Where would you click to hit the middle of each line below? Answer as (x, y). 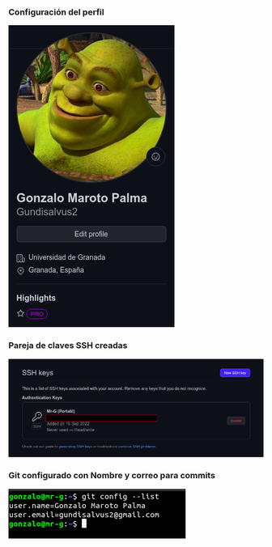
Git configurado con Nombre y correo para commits (112, 476)
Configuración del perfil (56, 12)
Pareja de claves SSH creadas (68, 346)
